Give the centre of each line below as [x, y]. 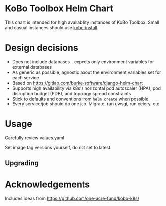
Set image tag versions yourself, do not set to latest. [58, 147]
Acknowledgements [48, 184]
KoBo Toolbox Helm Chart [59, 9]
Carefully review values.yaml [35, 138]
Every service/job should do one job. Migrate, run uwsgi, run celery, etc [86, 104]
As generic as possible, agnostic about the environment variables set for [86, 72]
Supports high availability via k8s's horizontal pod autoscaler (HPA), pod [86, 88]
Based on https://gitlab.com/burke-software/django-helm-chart [78, 83]
